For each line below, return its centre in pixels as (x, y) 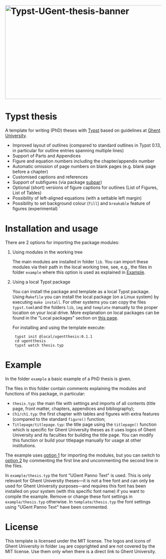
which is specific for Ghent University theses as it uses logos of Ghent (84, 430)
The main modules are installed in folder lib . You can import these (80, 262)
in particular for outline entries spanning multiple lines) (68, 151)
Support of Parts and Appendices (46, 156)
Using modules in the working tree (47, 252)
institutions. (24, 445)
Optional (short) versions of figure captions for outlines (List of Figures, (85, 188)
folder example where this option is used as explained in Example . (79, 272)
